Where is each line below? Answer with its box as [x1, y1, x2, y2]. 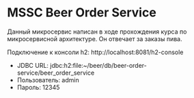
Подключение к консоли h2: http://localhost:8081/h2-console [7, 48, 184, 56]
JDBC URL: [16, 61, 49, 69]
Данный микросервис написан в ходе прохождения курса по [7, 27, 187, 36]
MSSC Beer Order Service [7, 5, 157, 21]
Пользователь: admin [16, 75, 80, 84]
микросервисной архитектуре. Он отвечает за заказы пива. [7, 34, 182, 42]
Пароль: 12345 [16, 83, 60, 91]
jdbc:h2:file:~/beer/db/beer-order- [50, 61, 147, 69]
